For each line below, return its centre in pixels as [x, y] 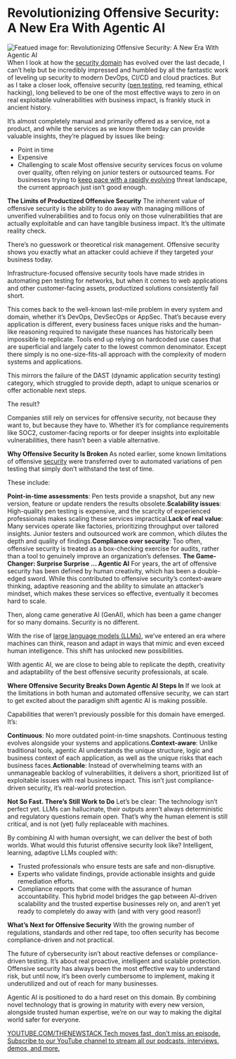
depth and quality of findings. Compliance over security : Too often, [105, 541]
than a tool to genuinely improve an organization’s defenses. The [101, 556]
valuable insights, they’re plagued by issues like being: [86, 136]
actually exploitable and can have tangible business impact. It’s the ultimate [116, 223]
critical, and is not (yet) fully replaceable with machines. [88, 824]
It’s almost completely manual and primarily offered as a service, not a [109, 121]
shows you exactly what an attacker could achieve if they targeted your [111, 252]
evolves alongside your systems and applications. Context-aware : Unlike [112, 742]
